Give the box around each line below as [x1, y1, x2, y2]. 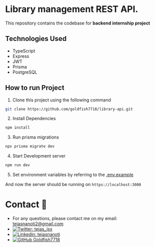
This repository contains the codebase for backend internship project [5, 20, 150, 26]
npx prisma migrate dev [5, 144, 55, 149]
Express [12, 53, 29, 59]
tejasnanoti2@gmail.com [12, 221, 64, 226]
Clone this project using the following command [12, 96, 111, 103]
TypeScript [12, 47, 35, 53]
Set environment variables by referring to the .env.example [12, 171, 133, 178]
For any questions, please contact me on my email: [12, 215, 117, 221]
